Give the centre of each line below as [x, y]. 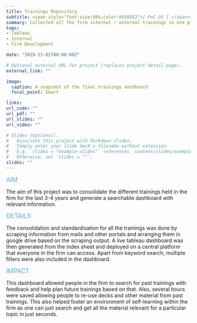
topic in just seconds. [32, 314]
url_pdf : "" [21, 114]
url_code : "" [22, 108]
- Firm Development [30, 45]
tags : [13, 28]
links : [14, 103]
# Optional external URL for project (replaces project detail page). [94, 65]
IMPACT [18, 271]
